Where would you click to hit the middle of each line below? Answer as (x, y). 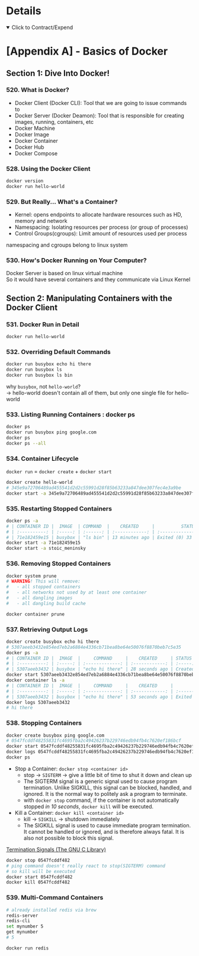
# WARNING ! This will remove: (44, 581)
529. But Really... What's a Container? (62, 202)
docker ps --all (26, 443)
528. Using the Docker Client (48, 168)
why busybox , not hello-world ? (44, 386)
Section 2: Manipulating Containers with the (89, 298)
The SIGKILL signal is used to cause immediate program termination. (107, 825)
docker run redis (28, 948)
